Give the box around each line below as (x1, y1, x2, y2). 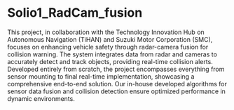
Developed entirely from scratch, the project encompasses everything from (7, 65, 225, 73)
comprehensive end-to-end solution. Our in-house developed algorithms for (7, 79, 228, 88)
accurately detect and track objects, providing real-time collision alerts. (7, 57, 214, 65)
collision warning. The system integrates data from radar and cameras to (7, 50, 217, 58)
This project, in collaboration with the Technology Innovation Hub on (7, 28, 205, 36)
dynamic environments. (7, 94, 75, 102)
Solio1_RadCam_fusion (7, 5, 143, 21)
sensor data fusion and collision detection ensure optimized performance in (7, 87, 226, 95)
